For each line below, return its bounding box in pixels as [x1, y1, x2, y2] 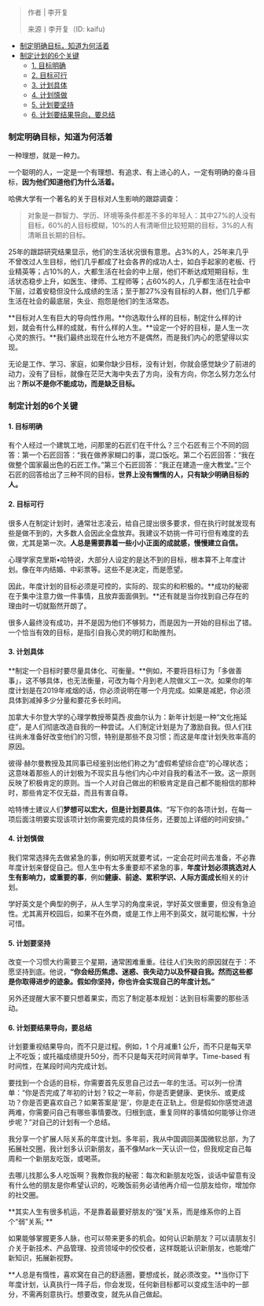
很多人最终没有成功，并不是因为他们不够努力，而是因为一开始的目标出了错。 [8, 618, 256, 627]
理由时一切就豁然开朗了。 [8, 601, 91, 611]
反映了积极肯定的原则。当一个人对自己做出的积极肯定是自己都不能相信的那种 [8, 778, 256, 788]
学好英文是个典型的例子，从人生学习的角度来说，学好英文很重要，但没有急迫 [8, 899, 256, 909]
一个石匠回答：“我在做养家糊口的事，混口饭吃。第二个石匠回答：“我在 [28, 450, 255, 459]
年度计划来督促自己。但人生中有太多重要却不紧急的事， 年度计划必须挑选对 [8, 863, 249, 873]
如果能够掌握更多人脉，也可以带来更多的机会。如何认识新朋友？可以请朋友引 [8, 1234, 256, 1243]
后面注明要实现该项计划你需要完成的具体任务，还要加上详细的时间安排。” [14, 814, 249, 824]
